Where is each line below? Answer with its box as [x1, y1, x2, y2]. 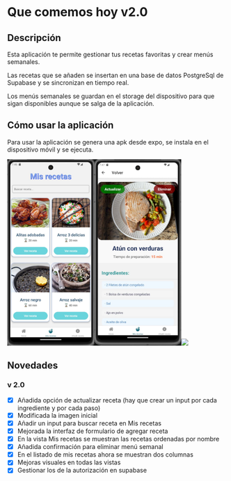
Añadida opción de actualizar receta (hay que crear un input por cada [17, 396, 217, 404]
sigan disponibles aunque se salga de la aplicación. [7, 99, 154, 108]
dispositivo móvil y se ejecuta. [7, 145, 94, 154]
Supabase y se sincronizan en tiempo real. [7, 79, 129, 87]
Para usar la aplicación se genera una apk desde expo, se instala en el [7, 138, 209, 146]
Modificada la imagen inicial [17, 411, 98, 419]
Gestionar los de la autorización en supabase [17, 466, 148, 475]
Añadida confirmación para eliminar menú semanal [17, 443, 164, 451]
